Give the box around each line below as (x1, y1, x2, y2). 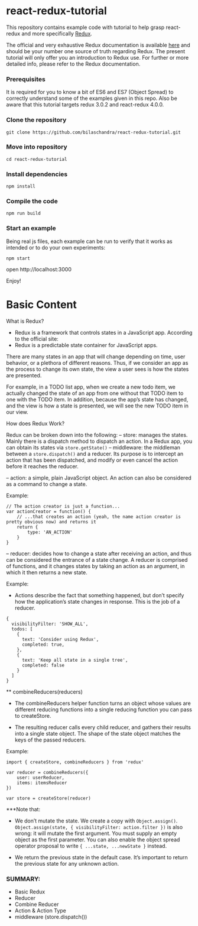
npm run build (6, 211, 41, 216)
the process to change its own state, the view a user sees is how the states (6, 365, 189, 373)
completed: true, (21, 642, 65, 647)
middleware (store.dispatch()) (14, 913, 87, 920)
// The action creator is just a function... (6, 503, 120, 509)
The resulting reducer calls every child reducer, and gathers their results (14, 723, 191, 731)
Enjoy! (6, 277, 22, 284)
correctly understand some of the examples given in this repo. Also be (6, 95, 177, 102)
